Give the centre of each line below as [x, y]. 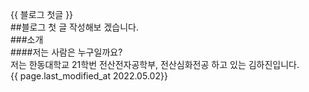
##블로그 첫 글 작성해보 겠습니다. [74, 27]
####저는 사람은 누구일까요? [66, 52]
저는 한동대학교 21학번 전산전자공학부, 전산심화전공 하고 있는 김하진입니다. [155, 64]
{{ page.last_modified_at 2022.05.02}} [89, 76]
